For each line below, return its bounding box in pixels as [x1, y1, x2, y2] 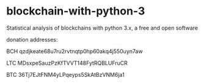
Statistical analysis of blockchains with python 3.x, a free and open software [6, 24, 199, 31]
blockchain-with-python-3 [6, 4, 145, 18]
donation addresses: [6, 36, 58, 43]
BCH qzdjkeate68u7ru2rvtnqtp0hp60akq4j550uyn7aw [6, 47, 143, 55]
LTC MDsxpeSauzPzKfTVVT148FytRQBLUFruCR [6, 59, 128, 66]
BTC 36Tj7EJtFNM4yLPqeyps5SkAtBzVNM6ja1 [6, 71, 125, 78]
